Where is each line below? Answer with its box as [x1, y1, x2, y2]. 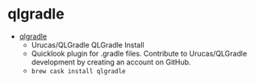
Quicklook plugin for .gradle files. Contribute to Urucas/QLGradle [31, 48, 248, 58]
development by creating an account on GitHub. [31, 57, 191, 67]
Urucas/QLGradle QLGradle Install [31, 39, 144, 49]
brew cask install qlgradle [31, 67, 126, 75]
